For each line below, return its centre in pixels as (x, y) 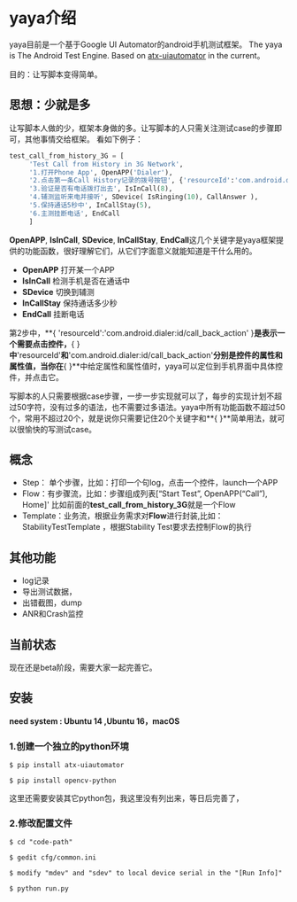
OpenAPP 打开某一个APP (68, 269)
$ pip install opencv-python (63, 781)
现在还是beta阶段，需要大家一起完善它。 (83, 668)
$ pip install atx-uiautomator (67, 766)
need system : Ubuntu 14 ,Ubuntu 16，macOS (95, 721)
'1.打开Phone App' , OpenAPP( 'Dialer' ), (101, 172)
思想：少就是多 (50, 105)
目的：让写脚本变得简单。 (56, 74)
